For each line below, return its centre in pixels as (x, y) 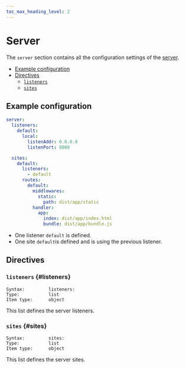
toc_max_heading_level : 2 (38, 12)
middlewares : (48, 191)
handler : (43, 208)
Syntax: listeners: (41, 289)
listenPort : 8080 (48, 147)
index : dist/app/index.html (78, 219)
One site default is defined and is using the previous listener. (88, 241)
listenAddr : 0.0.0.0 (53, 142)
